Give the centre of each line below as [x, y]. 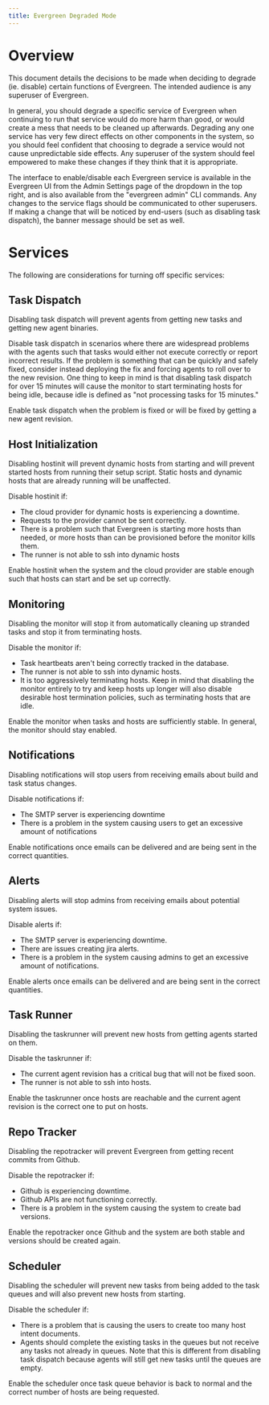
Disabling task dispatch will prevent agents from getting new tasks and [125, 319]
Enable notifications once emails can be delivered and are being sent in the [132, 847]
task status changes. [43, 783]
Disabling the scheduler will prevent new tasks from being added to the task [134, 1285]
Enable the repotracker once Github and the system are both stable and [126, 1232]
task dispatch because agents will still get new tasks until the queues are [141, 1359]
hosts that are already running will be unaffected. [90, 481]
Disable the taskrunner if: [50, 1058]
